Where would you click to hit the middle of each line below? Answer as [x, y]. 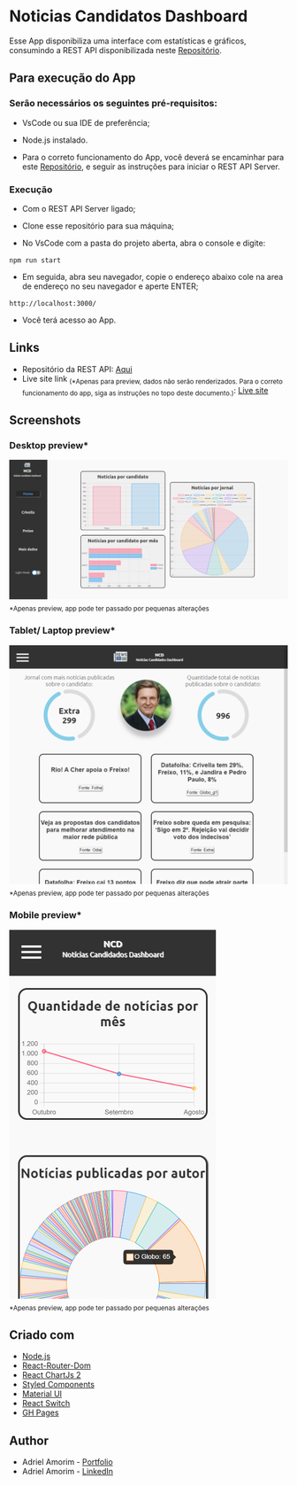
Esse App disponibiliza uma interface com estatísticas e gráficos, [128, 41]
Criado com [42, 1335]
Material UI [42, 1394]
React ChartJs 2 [51, 1375]
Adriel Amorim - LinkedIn [67, 1472]
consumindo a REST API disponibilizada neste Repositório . [116, 50]
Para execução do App [72, 78]
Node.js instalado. [55, 140]
